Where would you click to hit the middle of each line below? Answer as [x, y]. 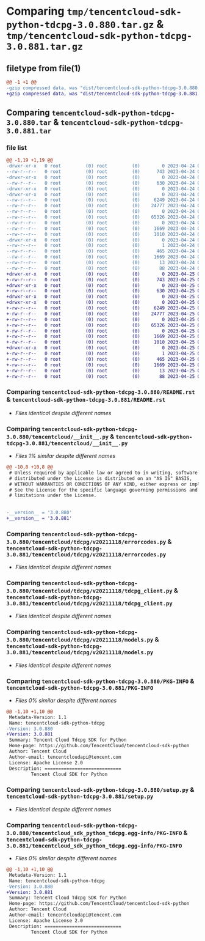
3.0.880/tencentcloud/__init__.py [57, 437]
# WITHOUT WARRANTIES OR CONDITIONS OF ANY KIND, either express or [98, 484]
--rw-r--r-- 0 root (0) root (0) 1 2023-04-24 [101, 246]
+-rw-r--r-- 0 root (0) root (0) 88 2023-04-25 [101, 376]
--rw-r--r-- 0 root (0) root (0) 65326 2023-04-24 [101, 217]
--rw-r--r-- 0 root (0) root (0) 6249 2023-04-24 [101, 200]
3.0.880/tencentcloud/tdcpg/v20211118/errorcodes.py [86, 542]
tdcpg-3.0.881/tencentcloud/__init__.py [67, 443]
